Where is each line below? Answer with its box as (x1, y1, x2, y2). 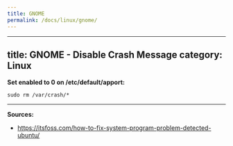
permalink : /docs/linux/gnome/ (7, 17, 98, 24)
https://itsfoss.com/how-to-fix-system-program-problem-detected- (17, 124, 212, 132)
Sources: (7, 111, 34, 119)
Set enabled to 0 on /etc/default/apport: (7, 78, 125, 87)
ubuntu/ (17, 131, 40, 140)
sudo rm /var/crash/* (7, 92, 70, 99)
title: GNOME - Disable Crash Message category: (7, 49, 223, 60)
